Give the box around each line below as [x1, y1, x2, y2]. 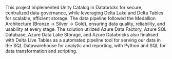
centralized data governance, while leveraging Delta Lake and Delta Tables [5, 10, 163, 16]
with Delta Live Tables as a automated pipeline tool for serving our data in [5, 37, 161, 43]
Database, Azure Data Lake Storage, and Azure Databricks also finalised [5, 32, 158, 37]
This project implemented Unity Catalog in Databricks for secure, [5, 5, 143, 10]
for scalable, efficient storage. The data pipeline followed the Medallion [5, 15, 156, 21]
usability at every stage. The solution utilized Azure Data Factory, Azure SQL [5, 26, 167, 32]
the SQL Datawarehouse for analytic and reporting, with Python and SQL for [5, 43, 166, 48]
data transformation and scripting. [5, 48, 78, 54]
